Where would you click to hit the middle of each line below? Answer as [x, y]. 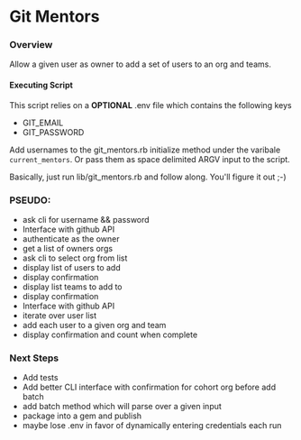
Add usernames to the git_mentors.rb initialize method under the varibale [145, 150]
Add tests [40, 378]
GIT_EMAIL [43, 123]
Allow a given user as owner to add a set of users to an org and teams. [141, 64]
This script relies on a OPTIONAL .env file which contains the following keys [150, 105]
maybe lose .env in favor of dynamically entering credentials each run [152, 426]
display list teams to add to [73, 287]
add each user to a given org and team [94, 325]
